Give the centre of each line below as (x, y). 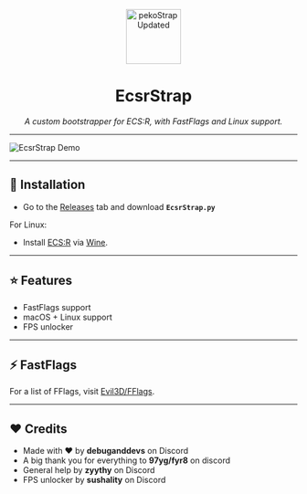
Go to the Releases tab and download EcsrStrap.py (119, 206)
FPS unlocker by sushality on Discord (94, 480)
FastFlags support (57, 307)
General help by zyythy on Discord (89, 470)
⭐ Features (41, 281)
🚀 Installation (48, 185)
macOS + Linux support (67, 317)
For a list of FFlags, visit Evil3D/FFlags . (82, 392)
